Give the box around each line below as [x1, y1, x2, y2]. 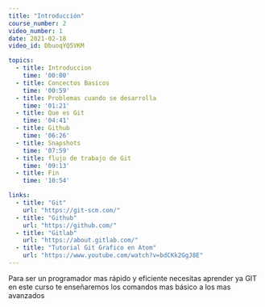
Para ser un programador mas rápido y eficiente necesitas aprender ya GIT [8, 273, 258, 283]
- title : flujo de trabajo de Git [15, 154, 131, 162]
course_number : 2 [8, 19, 67, 27]
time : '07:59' [23, 146, 70, 154]
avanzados [8, 290, 45, 300]
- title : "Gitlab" [15, 229, 78, 237]
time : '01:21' [23, 102, 70, 110]
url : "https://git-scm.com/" [23, 206, 121, 214]
